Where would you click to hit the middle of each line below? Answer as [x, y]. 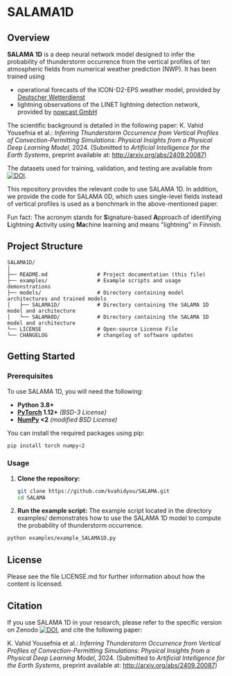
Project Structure [45, 246]
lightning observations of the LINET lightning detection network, [108, 104]
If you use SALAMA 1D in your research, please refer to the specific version [115, 622]
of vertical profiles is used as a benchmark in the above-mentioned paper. [113, 204]
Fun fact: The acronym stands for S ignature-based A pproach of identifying [114, 217]
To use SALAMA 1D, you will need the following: [75, 391]
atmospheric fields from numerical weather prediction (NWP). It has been [112, 69]
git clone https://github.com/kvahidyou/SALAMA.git [93, 491]
